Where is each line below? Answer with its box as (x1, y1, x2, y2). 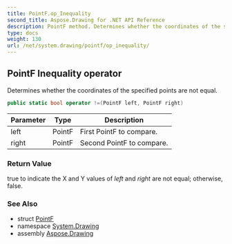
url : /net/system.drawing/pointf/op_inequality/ (7, 42, 150, 49)
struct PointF (17, 215, 54, 223)
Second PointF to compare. (79, 138, 168, 147)
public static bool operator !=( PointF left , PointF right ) (7, 100, 184, 106)
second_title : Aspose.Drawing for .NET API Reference (7, 17, 166, 24)
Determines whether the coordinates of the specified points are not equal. (7, 86, 217, 94)
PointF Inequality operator (7, 68, 122, 79)
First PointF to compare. (79, 126, 158, 136)
